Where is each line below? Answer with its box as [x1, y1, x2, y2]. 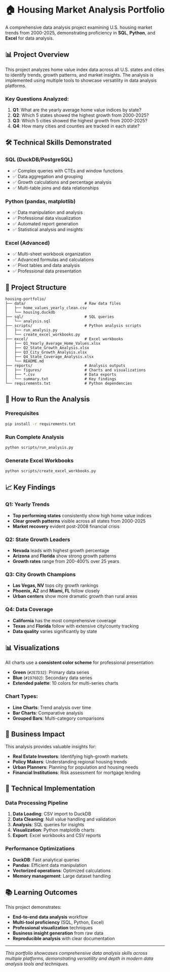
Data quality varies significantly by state [12, 628, 98, 634]
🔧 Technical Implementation [5, 784, 95, 792]
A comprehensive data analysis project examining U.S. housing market [5, 24, 153, 30]
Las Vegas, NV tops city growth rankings [12, 582, 99, 589]
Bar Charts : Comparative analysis [12, 710, 83, 716]
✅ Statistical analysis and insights [12, 226, 83, 232]
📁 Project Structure [5, 283, 67, 292]
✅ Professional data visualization [12, 215, 81, 221]
